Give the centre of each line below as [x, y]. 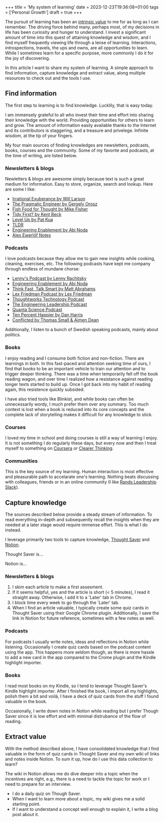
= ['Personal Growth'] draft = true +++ [44, 12]
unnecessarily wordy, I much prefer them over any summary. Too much [77, 404]
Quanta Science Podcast [37, 310]
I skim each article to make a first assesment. [58, 587]
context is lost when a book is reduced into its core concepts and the [75, 409]
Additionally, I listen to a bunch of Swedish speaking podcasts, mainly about [82, 330]
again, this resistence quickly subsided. [45, 389]
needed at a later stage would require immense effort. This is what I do [76, 525]
